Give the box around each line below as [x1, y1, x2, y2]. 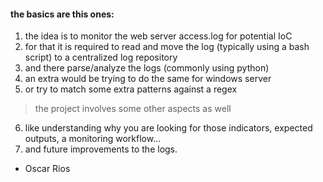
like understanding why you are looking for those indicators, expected [24, 122, 313, 134]
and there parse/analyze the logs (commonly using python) [24, 62, 270, 74]
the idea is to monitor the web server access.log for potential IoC [24, 30, 293, 42]
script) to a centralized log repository [24, 51, 178, 64]
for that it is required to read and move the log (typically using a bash [24, 41, 310, 53]
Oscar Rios [24, 163, 71, 175]
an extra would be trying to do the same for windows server [24, 73, 272, 85]
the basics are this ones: [10, 8, 115, 20]
